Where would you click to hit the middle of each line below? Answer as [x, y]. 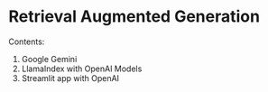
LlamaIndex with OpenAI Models [82, 69]
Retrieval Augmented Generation [134, 17]
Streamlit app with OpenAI [70, 78]
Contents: [27, 41]
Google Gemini [49, 59]
